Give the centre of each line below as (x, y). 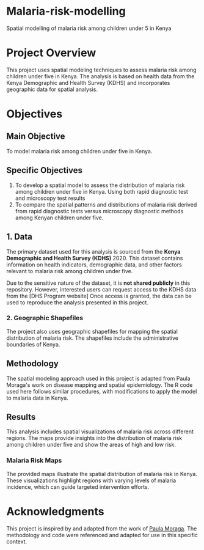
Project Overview (51, 53)
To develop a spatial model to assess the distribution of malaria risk (100, 185)
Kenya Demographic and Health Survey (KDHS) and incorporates (88, 82)
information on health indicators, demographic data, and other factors (94, 265)
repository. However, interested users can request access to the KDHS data (101, 289)
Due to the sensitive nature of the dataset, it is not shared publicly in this (98, 283)
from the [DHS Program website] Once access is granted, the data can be (99, 296)
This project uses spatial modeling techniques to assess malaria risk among (101, 70)
